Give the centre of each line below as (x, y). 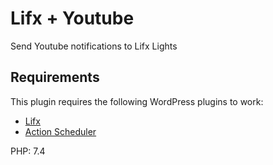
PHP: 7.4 (28, 151)
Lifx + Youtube (72, 18)
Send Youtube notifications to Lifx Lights (94, 46)
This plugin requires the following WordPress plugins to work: (137, 101)
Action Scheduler (60, 131)
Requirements (55, 77)
